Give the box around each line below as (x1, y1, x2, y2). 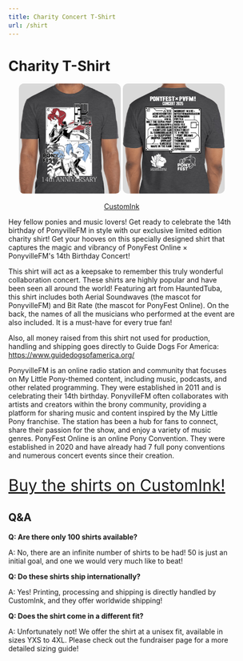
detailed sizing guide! (8, 643, 79, 653)
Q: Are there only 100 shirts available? (8, 532, 138, 542)
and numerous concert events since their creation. (8, 451, 174, 460)
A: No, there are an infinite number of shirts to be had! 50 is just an (8, 547, 228, 557)
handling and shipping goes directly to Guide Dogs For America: (8, 342, 220, 351)
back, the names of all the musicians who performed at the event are (8, 309, 236, 319)
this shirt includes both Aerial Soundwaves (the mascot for (8, 292, 201, 302)
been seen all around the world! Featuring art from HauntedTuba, (8, 284, 222, 294)
